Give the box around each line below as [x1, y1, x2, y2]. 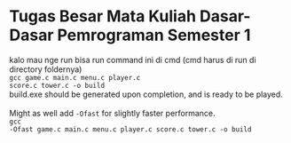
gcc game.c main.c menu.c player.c [9, 73, 141, 82]
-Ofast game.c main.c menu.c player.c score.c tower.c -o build [9, 124, 252, 134]
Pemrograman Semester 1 [57, 25, 251, 45]
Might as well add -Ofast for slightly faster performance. [9, 107, 216, 118]
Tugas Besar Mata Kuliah [9, 6, 197, 27]
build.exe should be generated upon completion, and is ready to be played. [9, 89, 284, 99]
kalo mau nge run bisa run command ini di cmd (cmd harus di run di [9, 54, 256, 65]
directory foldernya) [9, 64, 83, 75]
